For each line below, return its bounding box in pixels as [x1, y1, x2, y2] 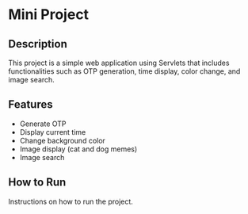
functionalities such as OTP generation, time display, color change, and [8, 67, 241, 76]
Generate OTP [19, 119, 67, 128]
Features [8, 97, 53, 112]
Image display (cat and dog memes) [19, 144, 138, 154]
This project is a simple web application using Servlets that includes [8, 58, 230, 67]
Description [8, 37, 67, 51]
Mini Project [8, 6, 90, 24]
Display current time [19, 127, 86, 136]
